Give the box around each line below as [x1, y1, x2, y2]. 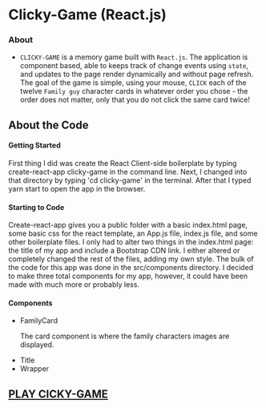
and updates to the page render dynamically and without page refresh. [19, 70, 254, 79]
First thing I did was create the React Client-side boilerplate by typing [8, 159, 237, 168]
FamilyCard [19, 316, 58, 325]
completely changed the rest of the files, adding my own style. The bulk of [8, 254, 254, 264]
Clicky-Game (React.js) [8, 6, 167, 24]
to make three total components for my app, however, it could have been [8, 271, 248, 281]
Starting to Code [8, 202, 65, 212]
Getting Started [8, 140, 62, 150]
